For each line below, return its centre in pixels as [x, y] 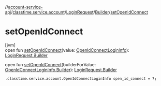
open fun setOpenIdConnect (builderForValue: [51, 64]
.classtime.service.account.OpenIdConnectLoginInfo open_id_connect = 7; [81, 79]
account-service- [25, 7]
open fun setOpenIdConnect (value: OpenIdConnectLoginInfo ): [67, 50]
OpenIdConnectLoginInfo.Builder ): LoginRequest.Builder [61, 70]
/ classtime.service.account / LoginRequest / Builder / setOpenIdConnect [80, 12]
